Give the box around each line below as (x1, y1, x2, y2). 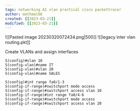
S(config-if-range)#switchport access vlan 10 (5, 89, 102, 93)
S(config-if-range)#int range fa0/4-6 (5, 92, 84, 98)
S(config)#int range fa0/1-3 (5, 80, 65, 85)
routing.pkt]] (5, 40, 30, 45)
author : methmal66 (5, 12, 43, 17)
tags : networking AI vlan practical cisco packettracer (5, 7, 121, 12)
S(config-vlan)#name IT (5, 63, 54, 67)
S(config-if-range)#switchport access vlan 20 (5, 101, 102, 106)
